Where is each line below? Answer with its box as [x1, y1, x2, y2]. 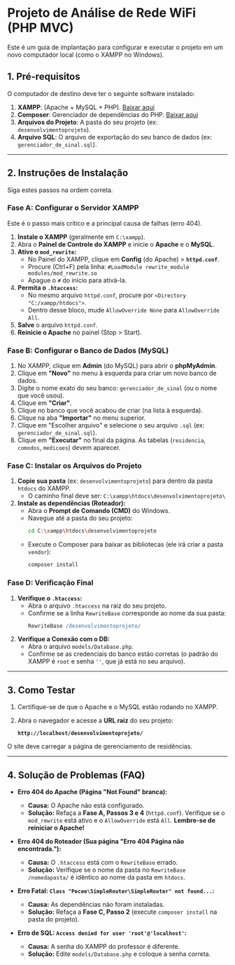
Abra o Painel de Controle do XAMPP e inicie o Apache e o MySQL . [17, 240, 215, 248]
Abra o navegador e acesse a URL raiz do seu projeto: [17, 716, 173, 725]
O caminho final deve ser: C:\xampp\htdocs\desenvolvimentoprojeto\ [27, 492, 226, 500]
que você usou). [17, 391, 65, 400]
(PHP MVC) [7, 20, 74, 36]
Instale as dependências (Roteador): [17, 499, 126, 507]
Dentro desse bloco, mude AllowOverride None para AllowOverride [27, 306, 220, 314]
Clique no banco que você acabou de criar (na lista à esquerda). [17, 406, 203, 415]
